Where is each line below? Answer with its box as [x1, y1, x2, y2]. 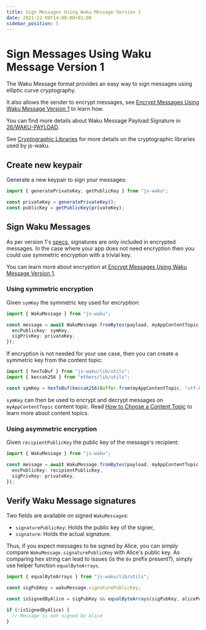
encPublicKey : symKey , [12, 327, 70, 333]
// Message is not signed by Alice [12, 612, 103, 619]
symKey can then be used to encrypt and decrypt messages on [6, 396, 164, 403]
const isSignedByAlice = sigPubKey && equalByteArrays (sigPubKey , [6, 596, 180, 602]
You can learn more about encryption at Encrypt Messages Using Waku [6, 263, 187, 270]
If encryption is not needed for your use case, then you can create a [6, 350, 178, 357]
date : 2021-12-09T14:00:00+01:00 [6, 15, 92, 21]
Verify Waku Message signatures [6, 496, 136, 506]
